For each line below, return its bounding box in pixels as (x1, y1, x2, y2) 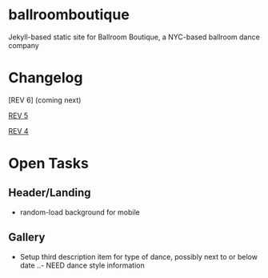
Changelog (8, 69, 83, 87)
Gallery (8, 231, 46, 244)
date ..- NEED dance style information (19, 260, 146, 270)
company (8, 40, 40, 50)
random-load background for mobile (19, 207, 140, 217)
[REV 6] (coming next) (8, 95, 82, 105)
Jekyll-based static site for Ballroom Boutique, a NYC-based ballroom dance (8, 32, 260, 42)
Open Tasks (8, 155, 90, 173)
